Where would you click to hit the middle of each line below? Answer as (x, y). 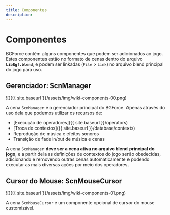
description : (19, 15)
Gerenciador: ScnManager (49, 86)
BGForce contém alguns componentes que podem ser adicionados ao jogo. (84, 54)
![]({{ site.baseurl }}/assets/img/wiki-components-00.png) (66, 98)
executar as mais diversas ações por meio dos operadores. (68, 165)
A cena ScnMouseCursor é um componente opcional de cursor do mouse (80, 203)
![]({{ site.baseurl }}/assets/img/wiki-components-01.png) (66, 193)
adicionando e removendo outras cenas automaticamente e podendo (78, 159)
